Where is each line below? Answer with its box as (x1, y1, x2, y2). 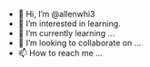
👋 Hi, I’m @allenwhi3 (17, 9, 95, 19)
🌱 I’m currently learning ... (17, 28, 115, 38)
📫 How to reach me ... (17, 48, 103, 58)
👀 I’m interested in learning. (17, 18, 121, 29)
